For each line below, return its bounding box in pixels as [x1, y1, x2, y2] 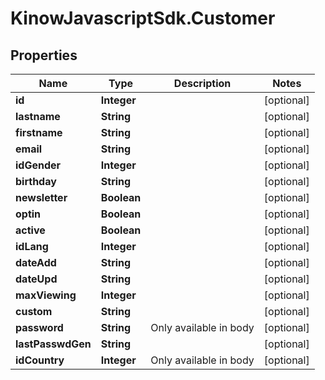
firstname [15, 126, 63, 139]
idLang [15, 240, 49, 253]
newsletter [15, 191, 68, 204]
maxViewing [15, 288, 77, 302]
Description [173, 77, 232, 90]
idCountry [15, 353, 65, 367]
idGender [15, 158, 62, 172]
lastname [15, 110, 61, 123]
